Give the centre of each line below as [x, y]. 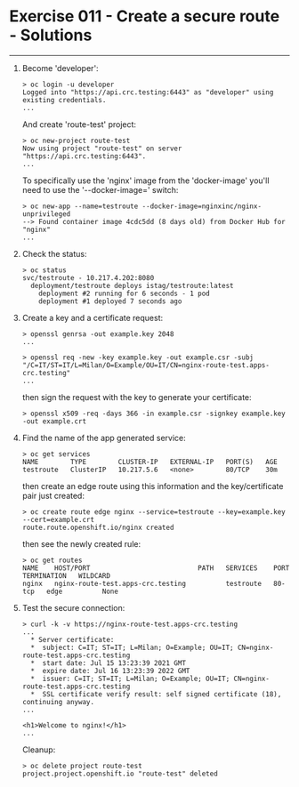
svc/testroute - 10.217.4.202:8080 [88, 277]
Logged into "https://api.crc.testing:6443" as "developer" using [148, 92]
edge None [82, 591]
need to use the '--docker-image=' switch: [100, 189]
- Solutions [51, 35]
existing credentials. [64, 100]
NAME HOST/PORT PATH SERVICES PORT [156, 568]
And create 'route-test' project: [79, 124]
